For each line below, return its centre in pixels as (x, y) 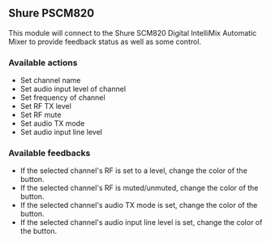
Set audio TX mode (52, 123)
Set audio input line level (61, 132)
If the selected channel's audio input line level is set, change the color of (141, 223)
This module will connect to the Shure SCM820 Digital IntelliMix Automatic (133, 32)
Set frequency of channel (62, 97)
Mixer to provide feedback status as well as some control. (105, 41)
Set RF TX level (45, 106)
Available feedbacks (49, 153)
